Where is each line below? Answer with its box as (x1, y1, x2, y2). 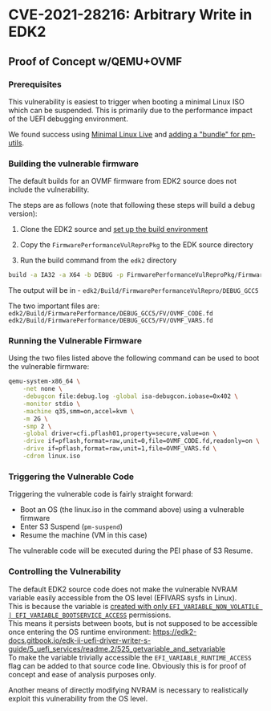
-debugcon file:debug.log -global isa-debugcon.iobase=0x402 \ (22, 392, 239, 400)
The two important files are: (8, 301, 100, 311)
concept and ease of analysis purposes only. (8, 669, 156, 679)
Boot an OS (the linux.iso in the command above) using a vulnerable (19, 505, 245, 514)
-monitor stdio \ (22, 400, 81, 408)
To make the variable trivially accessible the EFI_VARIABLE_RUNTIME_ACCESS (8, 652, 252, 662)
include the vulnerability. (8, 185, 90, 194)
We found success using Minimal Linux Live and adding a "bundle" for (8, 129, 241, 139)
